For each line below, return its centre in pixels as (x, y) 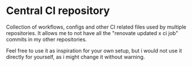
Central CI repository (58, 11)
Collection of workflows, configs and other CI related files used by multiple (96, 27)
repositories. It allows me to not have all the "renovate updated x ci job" (92, 33)
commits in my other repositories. (47, 39)
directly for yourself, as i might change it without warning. (76, 57)
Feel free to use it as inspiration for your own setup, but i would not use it (94, 50)
